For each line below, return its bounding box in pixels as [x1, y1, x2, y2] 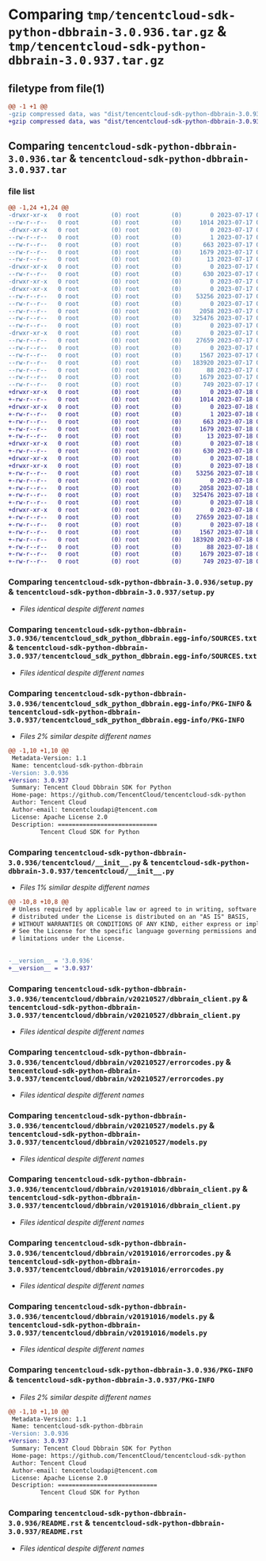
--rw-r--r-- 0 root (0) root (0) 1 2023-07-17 [8, 233, 253, 241]
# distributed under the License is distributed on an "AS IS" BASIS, [11, 912, 249, 920]
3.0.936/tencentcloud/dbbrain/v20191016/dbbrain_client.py [8, 1185, 241, 1194]
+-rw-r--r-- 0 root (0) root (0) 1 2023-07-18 [8, 410, 253, 418]
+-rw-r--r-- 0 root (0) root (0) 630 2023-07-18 [8, 447, 253, 455]
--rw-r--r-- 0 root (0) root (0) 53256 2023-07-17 [8, 292, 253, 300]
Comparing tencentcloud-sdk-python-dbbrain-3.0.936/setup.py [8, 576, 253, 587]
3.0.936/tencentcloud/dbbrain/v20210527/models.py [8, 1122, 207, 1131]
